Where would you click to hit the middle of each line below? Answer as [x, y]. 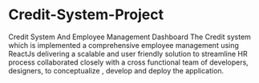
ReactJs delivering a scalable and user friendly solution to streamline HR [128, 53]
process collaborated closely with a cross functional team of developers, [128, 62]
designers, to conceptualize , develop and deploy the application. [116, 70]
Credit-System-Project [86, 15]
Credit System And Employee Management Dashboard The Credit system [129, 37]
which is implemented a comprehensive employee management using [123, 45]
